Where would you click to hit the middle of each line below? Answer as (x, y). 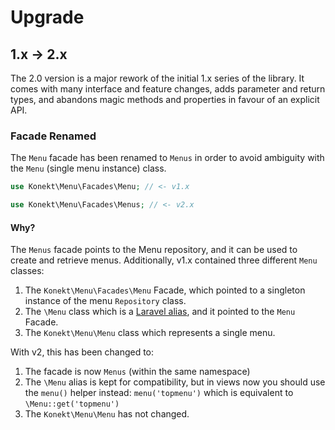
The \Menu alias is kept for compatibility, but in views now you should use (175, 382)
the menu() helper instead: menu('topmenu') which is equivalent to (159, 393)
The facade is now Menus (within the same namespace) (137, 372)
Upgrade (47, 17)
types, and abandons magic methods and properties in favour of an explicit (165, 99)
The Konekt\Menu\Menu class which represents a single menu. (150, 333)
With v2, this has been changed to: (82, 352)
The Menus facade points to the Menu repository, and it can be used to (154, 250)
